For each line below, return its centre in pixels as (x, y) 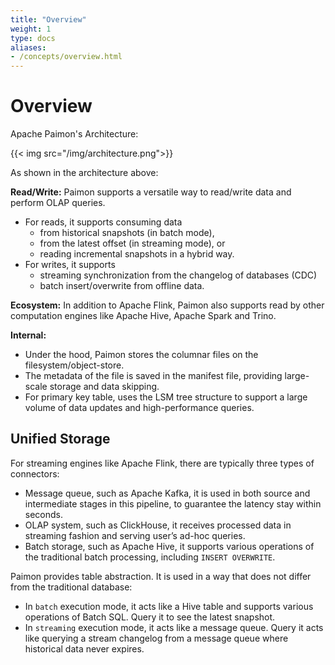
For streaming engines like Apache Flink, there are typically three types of (162, 463)
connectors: (35, 473)
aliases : (28, 47)
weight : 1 (31, 29)
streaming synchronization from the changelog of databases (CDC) (178, 275)
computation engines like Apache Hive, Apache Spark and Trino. (143, 316)
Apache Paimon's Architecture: (74, 134)
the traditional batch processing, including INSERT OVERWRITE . (150, 557)
